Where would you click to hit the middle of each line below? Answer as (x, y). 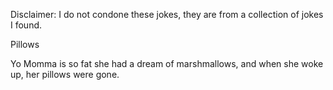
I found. (26, 25)
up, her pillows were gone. (65, 74)
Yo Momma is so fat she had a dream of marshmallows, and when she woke (167, 63)
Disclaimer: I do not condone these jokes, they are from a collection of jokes (167, 14)
